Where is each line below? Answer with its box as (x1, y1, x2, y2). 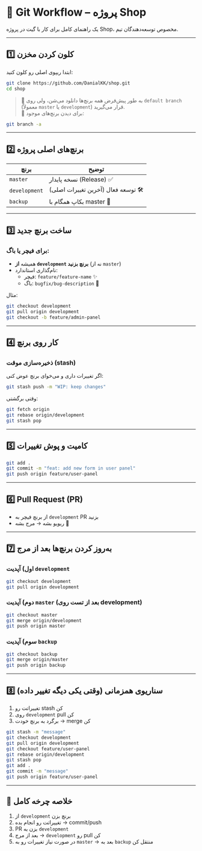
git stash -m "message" (6, 729, 66, 735)
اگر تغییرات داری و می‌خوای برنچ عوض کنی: (6, 372, 103, 380)
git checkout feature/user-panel (6, 745, 90, 752)
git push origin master (6, 623, 66, 629)
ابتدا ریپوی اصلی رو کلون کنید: (6, 68, 73, 75)
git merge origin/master (6, 657, 69, 663)
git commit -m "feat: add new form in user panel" (6, 465, 136, 471)
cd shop (6, 86, 26, 92)
